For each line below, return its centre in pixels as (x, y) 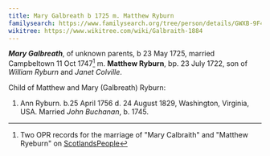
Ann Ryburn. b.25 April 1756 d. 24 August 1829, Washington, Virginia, (134, 103)
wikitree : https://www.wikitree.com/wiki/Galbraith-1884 (106, 31)
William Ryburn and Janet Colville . (65, 72)
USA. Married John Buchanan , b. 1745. (84, 112)
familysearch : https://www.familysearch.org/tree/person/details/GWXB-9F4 (136, 23)
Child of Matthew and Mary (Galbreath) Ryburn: (87, 88)
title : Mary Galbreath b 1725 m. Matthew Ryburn (91, 16)
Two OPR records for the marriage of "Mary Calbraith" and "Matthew (134, 135)
